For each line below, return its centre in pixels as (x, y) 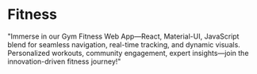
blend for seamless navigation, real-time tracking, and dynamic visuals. (124, 44)
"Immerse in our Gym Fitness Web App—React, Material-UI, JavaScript (123, 36)
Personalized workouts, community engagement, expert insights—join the (128, 53)
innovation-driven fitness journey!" (64, 61)
